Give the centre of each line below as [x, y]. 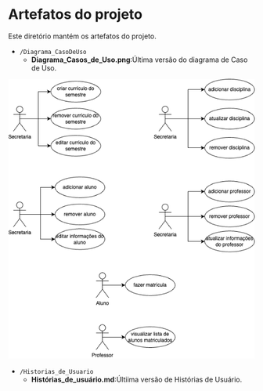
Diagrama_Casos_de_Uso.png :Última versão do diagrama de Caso [139, 60]
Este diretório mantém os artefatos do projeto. [82, 36]
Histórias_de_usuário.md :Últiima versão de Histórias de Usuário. [137, 380]
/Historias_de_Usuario [56, 372]
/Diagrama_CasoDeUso [53, 52]
